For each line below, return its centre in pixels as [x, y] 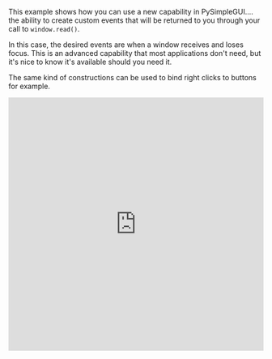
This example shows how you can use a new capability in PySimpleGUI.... [131, 12]
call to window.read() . [44, 29]
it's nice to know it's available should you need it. [90, 62]
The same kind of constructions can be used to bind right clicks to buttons [132, 77]
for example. [30, 86]
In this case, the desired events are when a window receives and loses [126, 45]
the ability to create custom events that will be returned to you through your [134, 20]
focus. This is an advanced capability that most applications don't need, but [135, 53]
